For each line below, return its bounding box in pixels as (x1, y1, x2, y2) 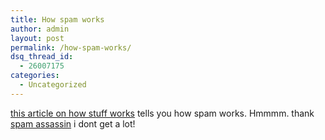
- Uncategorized (19, 80, 87, 90)
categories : (10, 71, 60, 81)
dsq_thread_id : (10, 52, 74, 62)
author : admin (10, 24, 70, 34)
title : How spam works (10, 14, 105, 25)
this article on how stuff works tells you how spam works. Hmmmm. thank (10, 107, 315, 119)
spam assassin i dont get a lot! (10, 117, 136, 130)
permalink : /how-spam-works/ (10, 42, 132, 53)
